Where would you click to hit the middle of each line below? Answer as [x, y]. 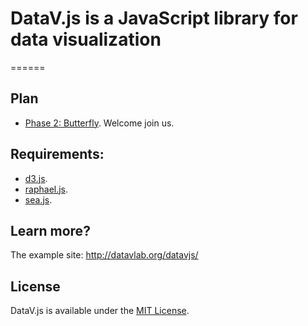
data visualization [86, 39]
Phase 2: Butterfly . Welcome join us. [99, 123]
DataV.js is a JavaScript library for [154, 18]
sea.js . [38, 199]
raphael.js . [46, 189]
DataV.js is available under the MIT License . [100, 311]
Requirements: [57, 154]
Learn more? [50, 230]
